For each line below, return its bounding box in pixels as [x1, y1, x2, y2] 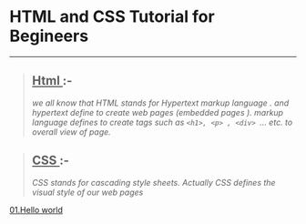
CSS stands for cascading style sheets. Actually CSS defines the [31, 177, 276, 188]
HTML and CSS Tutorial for [9, 6, 216, 27]
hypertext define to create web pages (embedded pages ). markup [31, 107, 284, 117]
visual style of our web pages [31, 187, 144, 198]
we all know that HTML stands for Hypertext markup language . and [31, 97, 290, 108]
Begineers [9, 25, 89, 46]
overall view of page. [31, 126, 111, 137]
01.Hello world [9, 204, 64, 215]
